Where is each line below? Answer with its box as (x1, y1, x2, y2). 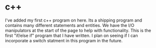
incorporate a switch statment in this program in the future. (5, 37, 123, 43)
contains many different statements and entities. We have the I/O (5, 22, 135, 28)
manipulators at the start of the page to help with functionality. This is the (5, 27, 151, 33)
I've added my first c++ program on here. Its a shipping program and (5, 17, 142, 23)
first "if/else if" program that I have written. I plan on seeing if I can (5, 33, 138, 38)
